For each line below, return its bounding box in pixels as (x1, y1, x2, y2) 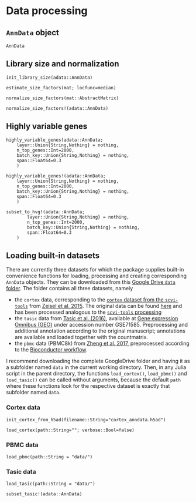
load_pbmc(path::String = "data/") (6, 454, 93, 460)
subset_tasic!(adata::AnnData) (6, 491, 82, 497)
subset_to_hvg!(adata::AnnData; (6, 209, 85, 215)
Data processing (6, 4, 88, 18)
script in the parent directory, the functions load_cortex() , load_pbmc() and (6, 370, 187, 377)
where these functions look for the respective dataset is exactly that (6, 383, 170, 390)
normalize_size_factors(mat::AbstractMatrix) (6, 95, 119, 101)
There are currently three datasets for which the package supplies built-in (6, 266, 184, 273)
